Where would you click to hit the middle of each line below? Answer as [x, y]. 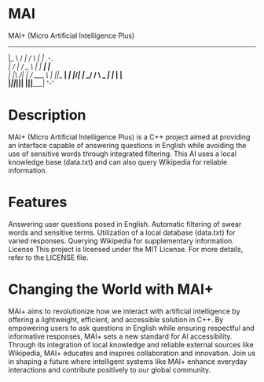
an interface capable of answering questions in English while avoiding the [127, 145]
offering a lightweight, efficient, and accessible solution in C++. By [116, 319]
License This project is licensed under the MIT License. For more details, [126, 249]
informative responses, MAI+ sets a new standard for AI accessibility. [120, 336]
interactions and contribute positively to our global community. [110, 369]
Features [38, 202]
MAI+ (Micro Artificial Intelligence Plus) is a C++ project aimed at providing [129, 137]
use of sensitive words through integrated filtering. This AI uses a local [123, 154]
